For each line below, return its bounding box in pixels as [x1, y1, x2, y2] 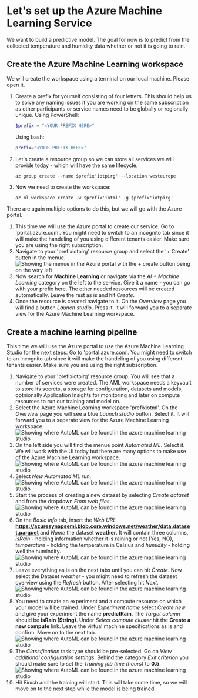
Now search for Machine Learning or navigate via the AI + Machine [15, 272, 180, 280]
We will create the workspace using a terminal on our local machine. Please [6, 75, 190, 82]
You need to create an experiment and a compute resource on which [15, 598, 182, 605]
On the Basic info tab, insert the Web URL [15, 516, 116, 524]
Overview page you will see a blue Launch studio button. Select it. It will [15, 410, 190, 418]
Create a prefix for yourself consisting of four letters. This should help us [15, 92, 192, 99]
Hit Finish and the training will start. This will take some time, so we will [15, 679, 187, 686]
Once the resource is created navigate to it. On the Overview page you [15, 298, 186, 305]
